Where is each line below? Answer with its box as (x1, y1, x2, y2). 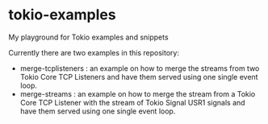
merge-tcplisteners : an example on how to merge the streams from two (19, 63, 260, 73)
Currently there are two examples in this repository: (8, 48, 180, 57)
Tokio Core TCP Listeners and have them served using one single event (19, 72, 258, 81)
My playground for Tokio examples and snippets (8, 32, 169, 42)
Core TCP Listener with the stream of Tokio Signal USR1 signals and (19, 97, 245, 107)
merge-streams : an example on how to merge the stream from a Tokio (19, 89, 256, 98)
